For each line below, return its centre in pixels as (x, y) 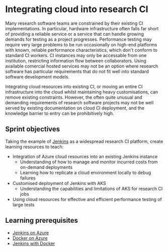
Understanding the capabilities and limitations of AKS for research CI (91, 189)
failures (28, 178)
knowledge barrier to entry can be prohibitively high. (60, 113)
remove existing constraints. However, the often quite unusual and (74, 97)
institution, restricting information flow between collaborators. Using (76, 60)
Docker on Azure (30, 238)
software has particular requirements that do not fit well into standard (77, 71)
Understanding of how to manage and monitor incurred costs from (89, 162)
